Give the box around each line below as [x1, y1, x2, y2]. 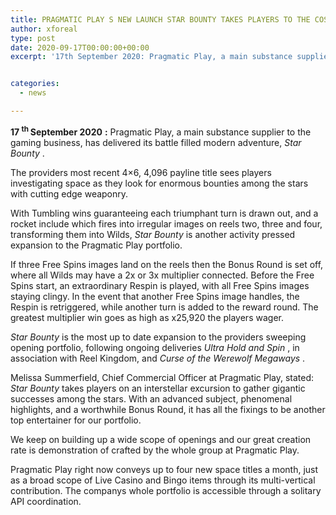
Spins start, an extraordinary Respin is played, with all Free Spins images [10, 279, 310, 291]
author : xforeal [10, 24, 78, 34]
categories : [10, 79, 60, 89]
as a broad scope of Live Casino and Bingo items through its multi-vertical [10, 474, 316, 486]
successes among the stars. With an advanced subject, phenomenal [10, 392, 293, 405]
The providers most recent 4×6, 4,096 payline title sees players [10, 166, 272, 178]
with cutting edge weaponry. [10, 187, 129, 200]
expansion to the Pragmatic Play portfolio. [10, 239, 183, 251]
